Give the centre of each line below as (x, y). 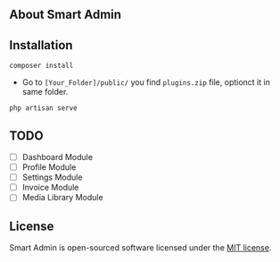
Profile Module (49, 167)
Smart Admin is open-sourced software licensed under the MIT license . (140, 248)
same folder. (45, 92)
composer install (41, 66)
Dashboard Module (58, 157)
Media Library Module (63, 198)
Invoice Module (50, 188)
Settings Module (52, 177)
